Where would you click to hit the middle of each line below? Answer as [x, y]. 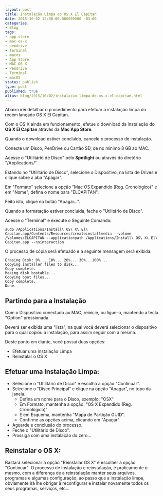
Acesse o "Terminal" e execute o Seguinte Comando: [58, 220]
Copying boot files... [28, 278]
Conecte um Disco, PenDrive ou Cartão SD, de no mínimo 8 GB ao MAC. [77, 148]
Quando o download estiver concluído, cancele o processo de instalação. [79, 139]
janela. [19, 394]
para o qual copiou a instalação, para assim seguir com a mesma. [71, 333]
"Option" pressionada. [27, 318]
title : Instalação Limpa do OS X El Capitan [51, 14]
